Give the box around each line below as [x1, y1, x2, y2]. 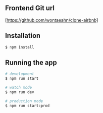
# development [5, 71, 35, 76]
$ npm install [5, 45, 35, 50]
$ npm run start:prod [5, 103, 50, 108]
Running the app [5, 58, 57, 66]
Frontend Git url [5, 4, 54, 12]
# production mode [5, 99, 43, 104]
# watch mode [5, 85, 32, 90]
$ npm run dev [5, 89, 35, 95]
